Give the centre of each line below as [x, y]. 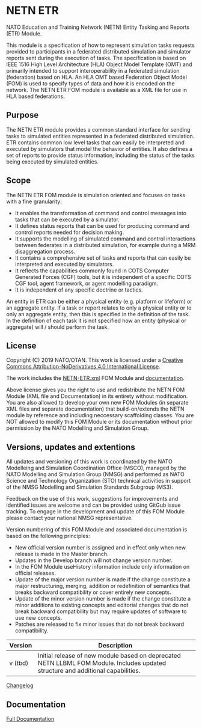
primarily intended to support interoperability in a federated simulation [93, 70]
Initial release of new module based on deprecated [110, 656]
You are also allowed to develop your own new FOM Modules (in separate [97, 403]
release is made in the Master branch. [62, 554]
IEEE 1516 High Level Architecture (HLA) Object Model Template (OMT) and [99, 64]
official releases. [35, 573]
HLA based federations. [35, 96]
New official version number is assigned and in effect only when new [100, 548]
